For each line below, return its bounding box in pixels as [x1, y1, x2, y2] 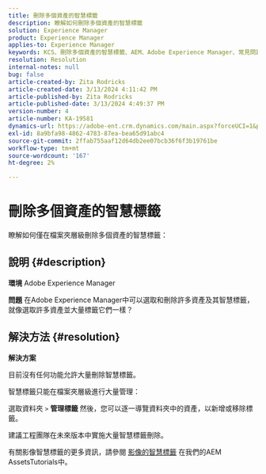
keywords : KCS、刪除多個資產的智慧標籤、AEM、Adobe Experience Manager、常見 [8, 48, 251, 56]
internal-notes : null [8, 63, 80, 71]
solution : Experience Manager [8, 26, 108, 34]
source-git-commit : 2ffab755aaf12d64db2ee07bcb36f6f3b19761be [8, 136, 218, 145]
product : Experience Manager [8, 33, 104, 42]
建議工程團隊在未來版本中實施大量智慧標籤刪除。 [8, 430, 168, 440]
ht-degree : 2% [8, 159, 55, 167]
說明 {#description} [8, 255, 107, 269]
